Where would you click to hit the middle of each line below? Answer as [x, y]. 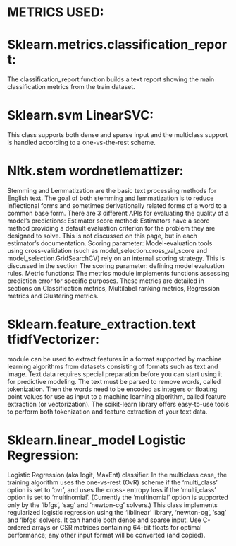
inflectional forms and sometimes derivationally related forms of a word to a [117, 205]
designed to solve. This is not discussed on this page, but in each [102, 236]
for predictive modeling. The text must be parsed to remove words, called [114, 381]
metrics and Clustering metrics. [53, 296]
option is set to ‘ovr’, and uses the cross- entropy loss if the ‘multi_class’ [112, 489]
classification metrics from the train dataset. [71, 87]
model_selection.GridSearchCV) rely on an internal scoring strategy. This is [116, 258]
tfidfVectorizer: [54, 339]
